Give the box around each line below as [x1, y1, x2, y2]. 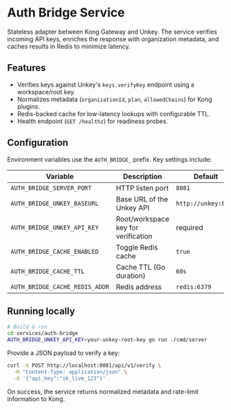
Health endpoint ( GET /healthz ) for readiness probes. [16, 117, 168, 125]
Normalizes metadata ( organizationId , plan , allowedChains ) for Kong [16, 95, 212, 103]
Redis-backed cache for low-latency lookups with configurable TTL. [16, 109, 211, 118]
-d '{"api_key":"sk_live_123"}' [13, 375, 107, 382]
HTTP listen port [115, 183, 169, 193]
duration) [115, 270, 146, 280]
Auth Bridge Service [7, 5, 125, 21]
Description [122, 171, 163, 181]
